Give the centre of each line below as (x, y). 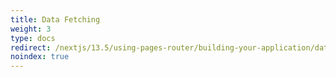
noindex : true (40, 57)
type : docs (33, 38)
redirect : (31, 47)
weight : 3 (31, 29)
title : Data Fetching (55, 19)
